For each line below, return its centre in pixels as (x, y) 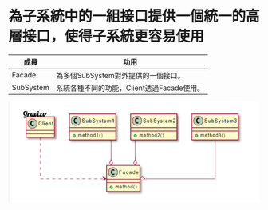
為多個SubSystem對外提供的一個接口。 (120, 75)
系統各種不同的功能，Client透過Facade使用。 (130, 88)
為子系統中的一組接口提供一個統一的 (127, 16)
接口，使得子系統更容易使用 (114, 36)
